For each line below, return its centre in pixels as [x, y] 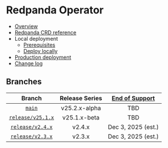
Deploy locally [40, 51]
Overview [26, 26]
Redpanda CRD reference [45, 32]
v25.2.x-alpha [81, 108]
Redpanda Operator [55, 10]
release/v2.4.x [32, 127]
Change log [28, 63]
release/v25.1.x [32, 117]
